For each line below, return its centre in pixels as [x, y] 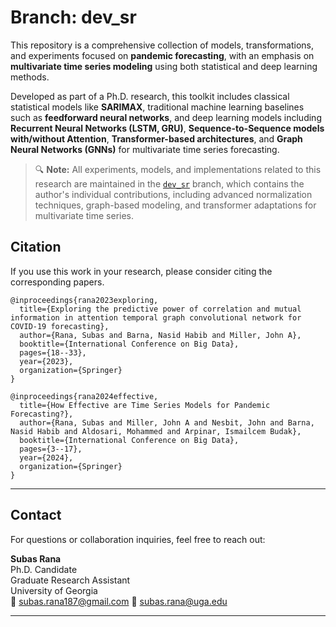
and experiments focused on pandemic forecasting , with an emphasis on [162, 55]
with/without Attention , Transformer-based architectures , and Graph [156, 138]
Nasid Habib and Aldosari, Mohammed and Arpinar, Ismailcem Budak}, [156, 431]
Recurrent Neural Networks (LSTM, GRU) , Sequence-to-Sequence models [167, 128]
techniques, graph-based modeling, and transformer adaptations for [175, 205]
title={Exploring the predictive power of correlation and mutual [160, 309]
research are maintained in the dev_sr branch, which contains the [169, 183]
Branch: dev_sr [73, 17]
